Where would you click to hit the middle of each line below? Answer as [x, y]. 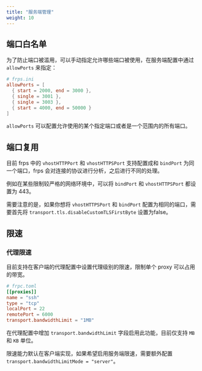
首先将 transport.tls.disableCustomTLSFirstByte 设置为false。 [91, 212]
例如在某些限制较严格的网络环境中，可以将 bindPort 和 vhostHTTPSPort [95, 184]
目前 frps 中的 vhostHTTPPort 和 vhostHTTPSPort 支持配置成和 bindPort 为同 [100, 163]
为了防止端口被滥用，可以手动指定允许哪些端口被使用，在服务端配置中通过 [100, 60]
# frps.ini [20, 79]
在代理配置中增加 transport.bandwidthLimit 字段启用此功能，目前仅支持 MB [100, 333]
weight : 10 [20, 18]
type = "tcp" [23, 303]
